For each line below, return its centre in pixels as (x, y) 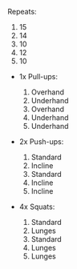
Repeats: (22, 12)
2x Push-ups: (41, 142)
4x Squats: (37, 207)
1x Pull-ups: (38, 76)
